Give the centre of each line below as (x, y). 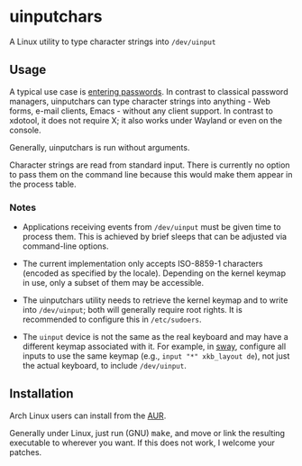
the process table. (43, 184)
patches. (26, 452)
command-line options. (66, 246)
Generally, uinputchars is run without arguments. (100, 147)
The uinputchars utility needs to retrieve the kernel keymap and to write (155, 300)
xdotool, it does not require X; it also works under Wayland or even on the (146, 120)
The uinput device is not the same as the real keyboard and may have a (155, 337)
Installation (41, 394)
